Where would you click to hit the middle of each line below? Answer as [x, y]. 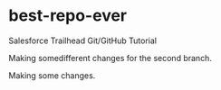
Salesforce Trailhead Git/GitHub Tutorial [83, 40]
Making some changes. [52, 75]
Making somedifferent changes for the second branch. [110, 58]
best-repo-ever [68, 16]
